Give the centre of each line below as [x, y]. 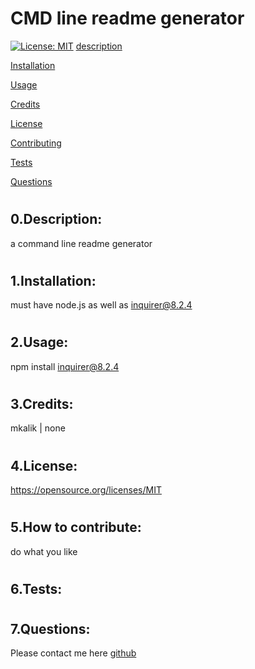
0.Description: [56, 219]
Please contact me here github [73, 653]
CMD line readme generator [127, 18]
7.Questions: [50, 628]
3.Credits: [42, 403]
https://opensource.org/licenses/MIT [86, 489]
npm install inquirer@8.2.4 [65, 366]
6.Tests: [36, 588]
